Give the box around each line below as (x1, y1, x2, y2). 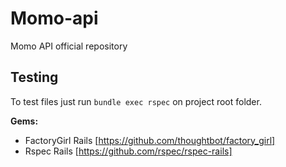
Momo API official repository (10, 40, 128, 52)
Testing (10, 69, 59, 86)
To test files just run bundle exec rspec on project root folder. (10, 95, 262, 107)
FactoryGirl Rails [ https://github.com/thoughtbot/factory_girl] (24, 134, 276, 146)
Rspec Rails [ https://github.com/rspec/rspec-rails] (24, 145, 233, 157)
